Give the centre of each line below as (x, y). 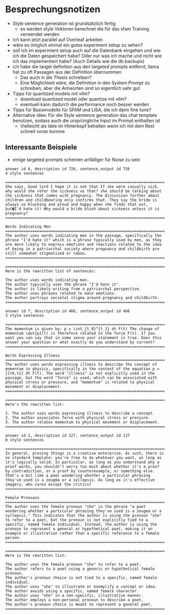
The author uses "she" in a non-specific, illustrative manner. (74, 595)
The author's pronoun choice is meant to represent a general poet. (79, 604)
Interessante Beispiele (41, 148)
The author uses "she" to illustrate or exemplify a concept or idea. (81, 587)
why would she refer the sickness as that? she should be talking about (83, 191)
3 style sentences (25, 315)
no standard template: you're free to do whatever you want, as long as (83, 458)
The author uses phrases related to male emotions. (61, 293)
